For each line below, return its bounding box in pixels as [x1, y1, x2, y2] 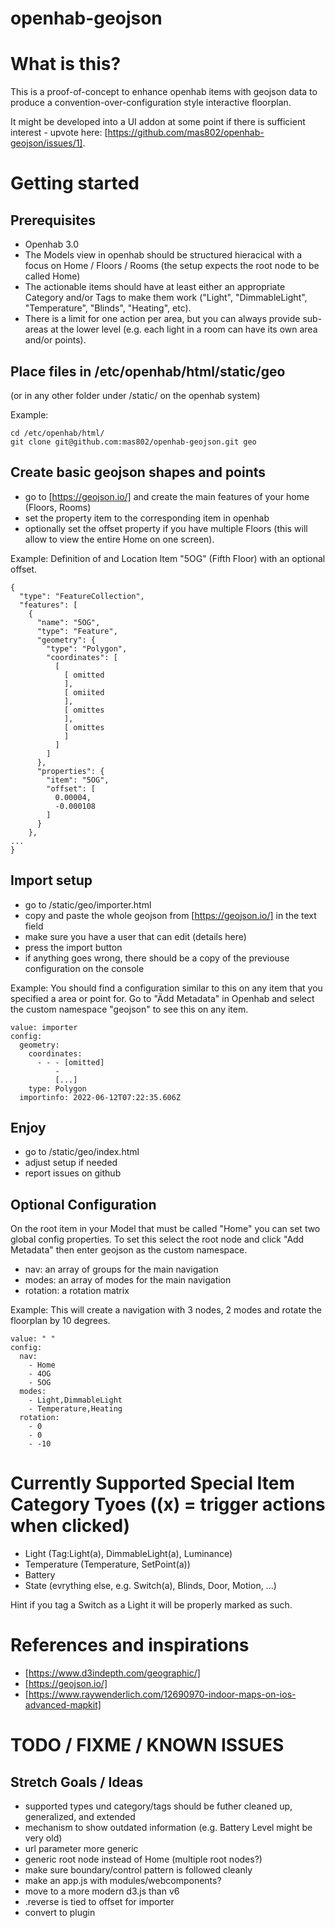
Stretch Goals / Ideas [10, 1773, 144, 1791]
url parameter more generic [24, 1843, 139, 1855]
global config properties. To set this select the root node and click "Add [10, 1233, 305, 1246]
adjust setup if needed [24, 1157, 118, 1169]
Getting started [10, 172, 140, 195]
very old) [24, 1832, 63, 1844]
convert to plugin [24, 1907, 96, 1919]
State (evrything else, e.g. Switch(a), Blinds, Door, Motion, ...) [24, 1580, 277, 1592]
